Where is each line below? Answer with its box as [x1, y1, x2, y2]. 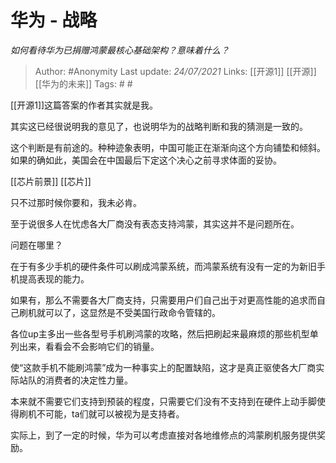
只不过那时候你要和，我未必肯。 [10, 196, 142, 208]
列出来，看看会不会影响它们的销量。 [10, 340, 160, 352]
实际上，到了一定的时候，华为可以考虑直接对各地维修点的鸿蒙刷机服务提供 [10, 429, 317, 441]
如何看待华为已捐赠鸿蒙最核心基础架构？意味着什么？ [10, 44, 230, 56]
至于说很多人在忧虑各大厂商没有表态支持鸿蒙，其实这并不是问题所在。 [10, 217, 300, 230]
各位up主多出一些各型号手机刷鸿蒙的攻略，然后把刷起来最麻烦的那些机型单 [10, 327, 319, 340]
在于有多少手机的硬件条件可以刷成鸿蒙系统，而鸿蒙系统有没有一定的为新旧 [10, 260, 317, 272]
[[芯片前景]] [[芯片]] [10, 175, 92, 187]
